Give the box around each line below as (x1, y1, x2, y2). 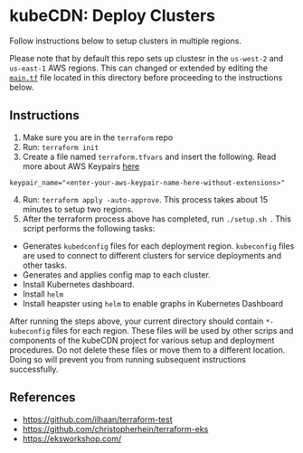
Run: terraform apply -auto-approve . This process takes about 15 (22, 193, 269, 204)
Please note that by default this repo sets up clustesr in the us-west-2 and (9, 52, 284, 63)
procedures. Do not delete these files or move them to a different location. (9, 344, 286, 355)
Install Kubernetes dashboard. (22, 278, 135, 289)
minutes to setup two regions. (22, 203, 134, 214)
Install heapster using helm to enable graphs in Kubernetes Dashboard (22, 297, 283, 308)
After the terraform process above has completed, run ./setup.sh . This (22, 213, 292, 224)
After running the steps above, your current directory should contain (9, 316, 264, 326)
